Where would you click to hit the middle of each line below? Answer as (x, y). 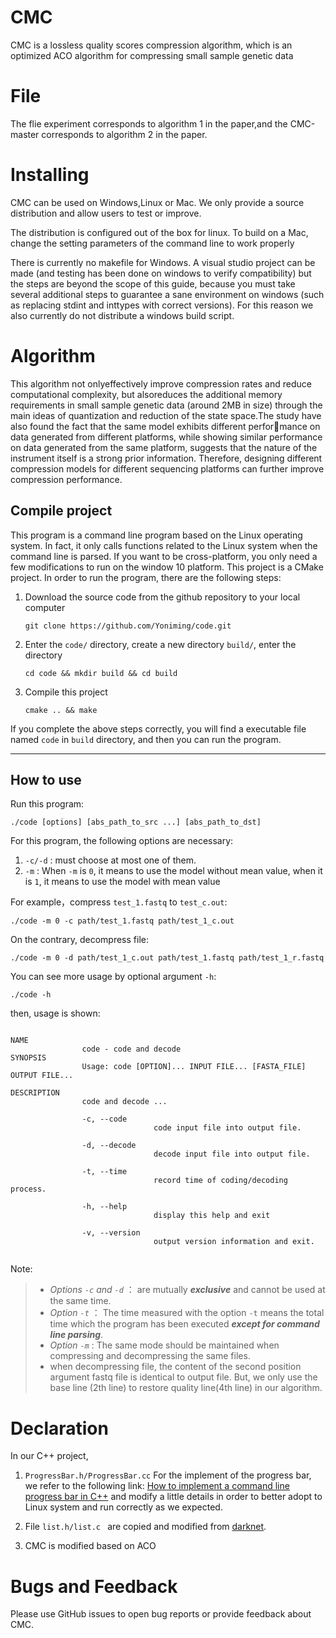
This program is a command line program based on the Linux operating (156, 535)
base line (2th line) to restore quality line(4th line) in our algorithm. (186, 1388)
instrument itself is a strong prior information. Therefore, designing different (166, 458)
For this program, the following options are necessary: (122, 841)
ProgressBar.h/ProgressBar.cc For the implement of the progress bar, (168, 1475)
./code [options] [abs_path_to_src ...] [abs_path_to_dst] (136, 822)
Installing (50, 175)
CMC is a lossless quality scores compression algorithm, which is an (151, 45)
